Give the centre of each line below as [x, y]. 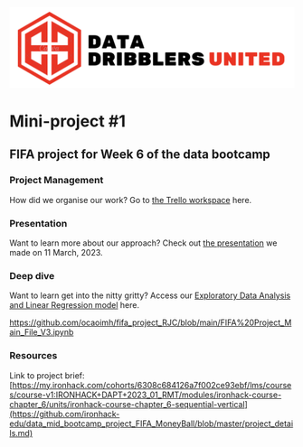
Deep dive [32, 275]
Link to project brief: [47, 375]
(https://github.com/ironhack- [65, 414]
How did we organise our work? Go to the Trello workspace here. [131, 200]
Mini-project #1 [68, 121]
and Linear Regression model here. [75, 305]
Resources [33, 356]
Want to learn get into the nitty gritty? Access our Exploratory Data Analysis [150, 295]
